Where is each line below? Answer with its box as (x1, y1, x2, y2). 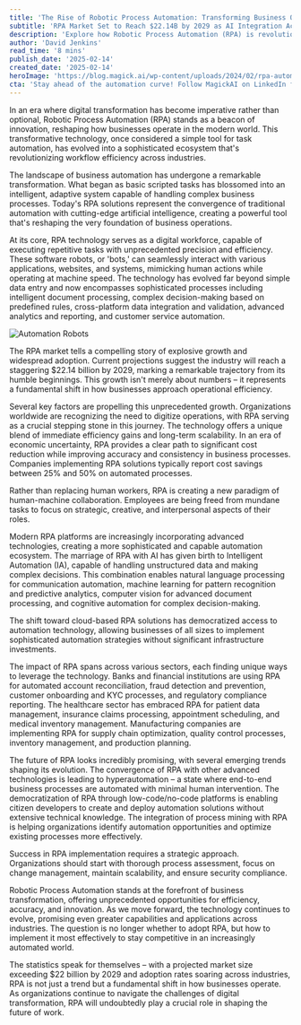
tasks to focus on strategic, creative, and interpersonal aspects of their (9, 504, 271, 515)
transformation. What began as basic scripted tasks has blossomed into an (9, 178, 286, 189)
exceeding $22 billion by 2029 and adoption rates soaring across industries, (9, 969, 291, 979)
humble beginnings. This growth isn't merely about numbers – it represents (9, 374, 287, 385)
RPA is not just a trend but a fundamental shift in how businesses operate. (9, 978, 282, 989)
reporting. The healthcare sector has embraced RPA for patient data (9, 699, 261, 709)
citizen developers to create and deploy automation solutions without (9, 802, 264, 812)
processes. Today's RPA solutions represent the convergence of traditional (9, 198, 286, 209)
